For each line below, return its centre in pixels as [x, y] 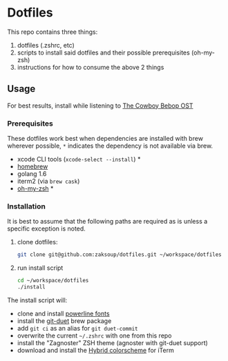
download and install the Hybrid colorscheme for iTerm [95, 350]
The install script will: [37, 300]
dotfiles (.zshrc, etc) [46, 45]
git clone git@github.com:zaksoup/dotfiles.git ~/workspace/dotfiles [120, 255]
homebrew [32, 166]
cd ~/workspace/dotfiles [53, 281]
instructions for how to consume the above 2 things [91, 67]
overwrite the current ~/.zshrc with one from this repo [94, 335]
